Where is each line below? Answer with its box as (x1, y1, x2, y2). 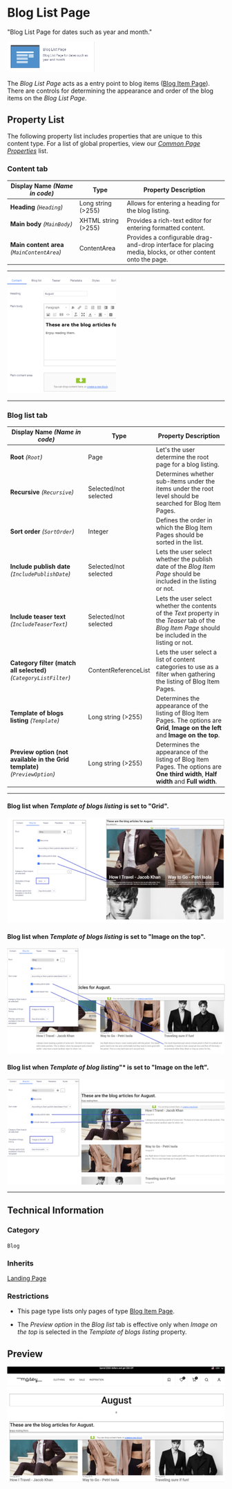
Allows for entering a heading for (126, 199, 220, 208)
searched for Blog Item (155, 499, 221, 507)
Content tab (7, 164, 48, 174)
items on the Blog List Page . (7, 93, 88, 102)
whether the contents (155, 601, 217, 610)
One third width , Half (155, 770, 217, 778)
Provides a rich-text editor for (126, 216, 212, 224)
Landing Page (7, 1274, 47, 1282)
